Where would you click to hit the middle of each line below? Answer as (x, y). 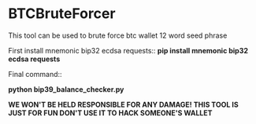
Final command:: (35, 74)
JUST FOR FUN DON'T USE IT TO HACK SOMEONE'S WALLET (110, 113)
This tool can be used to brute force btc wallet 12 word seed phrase (118, 35)
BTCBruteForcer (62, 14)
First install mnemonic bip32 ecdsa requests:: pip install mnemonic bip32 (128, 50)
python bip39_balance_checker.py (66, 89)
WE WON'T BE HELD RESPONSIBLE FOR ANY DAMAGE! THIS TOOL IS (123, 104)
